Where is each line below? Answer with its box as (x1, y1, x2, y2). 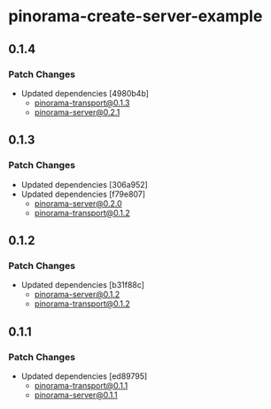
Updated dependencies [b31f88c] (20, 280, 145, 290)
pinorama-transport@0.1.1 (34, 380, 128, 390)
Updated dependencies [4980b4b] (20, 88, 150, 98)
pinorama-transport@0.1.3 (34, 97, 130, 108)
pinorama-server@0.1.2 (34, 289, 120, 300)
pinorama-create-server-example (8, 6, 263, 27)
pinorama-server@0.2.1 (34, 106, 120, 117)
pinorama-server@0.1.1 (34, 390, 119, 400)
